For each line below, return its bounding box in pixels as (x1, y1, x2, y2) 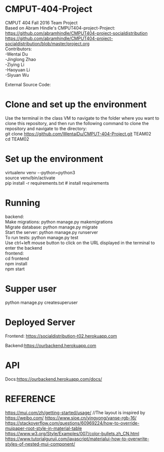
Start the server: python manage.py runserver (5, 229, 98, 235)
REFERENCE (5, 393, 56, 404)
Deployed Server (5, 317, 75, 328)
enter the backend (5, 245, 43, 251)
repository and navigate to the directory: (5, 126, 87, 131)
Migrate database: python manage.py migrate (5, 224, 98, 230)
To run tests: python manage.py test (5, 234, 79, 240)
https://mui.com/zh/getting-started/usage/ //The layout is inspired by (5, 410, 145, 416)
